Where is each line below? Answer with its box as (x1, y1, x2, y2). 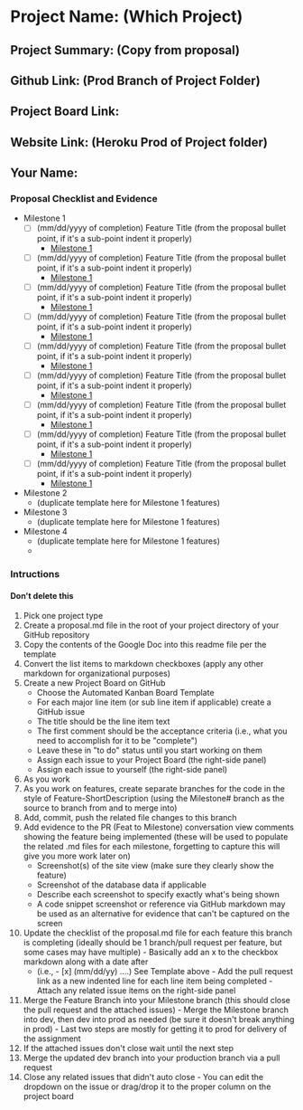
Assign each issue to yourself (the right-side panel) (36, 764, 228, 775)
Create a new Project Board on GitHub (23, 678, 166, 688)
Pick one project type (23, 611, 104, 621)
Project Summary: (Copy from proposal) (10, 43, 241, 58)
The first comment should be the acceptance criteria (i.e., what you (36, 726, 288, 736)
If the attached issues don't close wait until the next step (23, 1043, 234, 1054)
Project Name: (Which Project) (10, 6, 243, 27)
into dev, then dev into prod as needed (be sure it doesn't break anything (23, 1014, 295, 1025)
